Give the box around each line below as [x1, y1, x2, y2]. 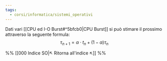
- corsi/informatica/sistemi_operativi [10, 12, 93, 17]
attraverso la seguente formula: [5, 31, 70, 37]
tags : [5, 7, 17, 13]
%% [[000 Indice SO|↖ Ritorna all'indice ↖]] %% [5, 50, 106, 56]
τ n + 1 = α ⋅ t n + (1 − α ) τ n [60, 39, 109, 46]
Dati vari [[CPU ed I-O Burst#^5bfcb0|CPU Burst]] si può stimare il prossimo [5, 26, 162, 32]
